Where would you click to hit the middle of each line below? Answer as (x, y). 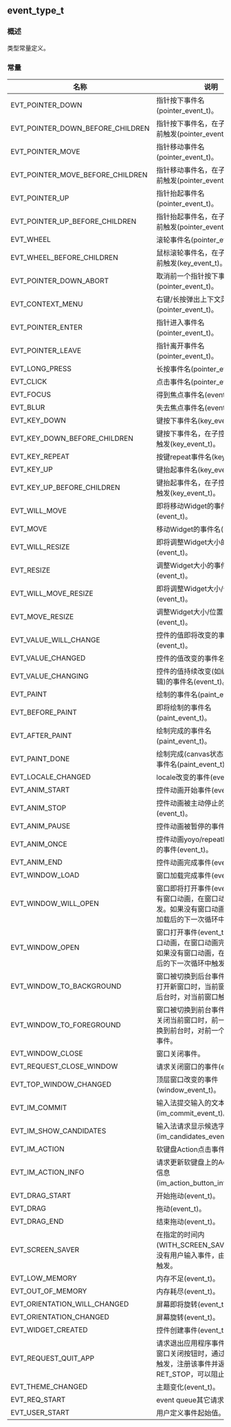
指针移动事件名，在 (187, 170)
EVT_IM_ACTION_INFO (47, 1172)
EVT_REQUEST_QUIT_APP (53, 1358)
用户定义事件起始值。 (191, 1413)
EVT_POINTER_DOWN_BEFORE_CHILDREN (80, 128)
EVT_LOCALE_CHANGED (51, 777)
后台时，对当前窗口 (187, 996)
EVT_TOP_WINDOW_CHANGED (61, 1084)
